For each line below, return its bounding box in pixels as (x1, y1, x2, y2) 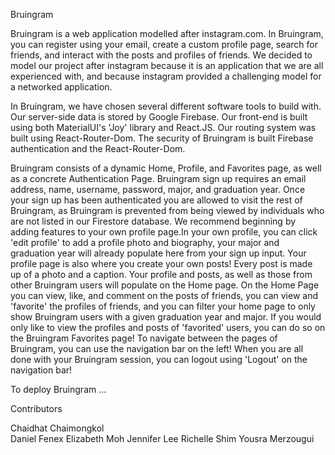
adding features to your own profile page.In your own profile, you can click (10, 226, 318, 238)
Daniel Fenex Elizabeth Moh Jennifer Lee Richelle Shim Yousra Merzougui (10, 433, 315, 444)
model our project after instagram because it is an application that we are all (10, 60, 324, 71)
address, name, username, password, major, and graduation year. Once (10, 184, 306, 195)
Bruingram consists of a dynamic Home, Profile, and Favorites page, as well (10, 162, 322, 174)
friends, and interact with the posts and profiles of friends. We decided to (10, 49, 313, 61)
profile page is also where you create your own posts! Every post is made (10, 258, 313, 269)
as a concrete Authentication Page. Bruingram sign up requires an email (10, 173, 307, 184)
